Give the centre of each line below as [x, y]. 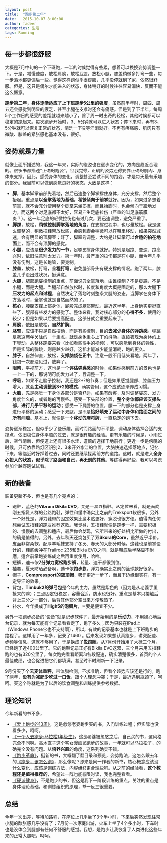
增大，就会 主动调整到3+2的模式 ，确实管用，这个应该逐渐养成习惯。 [82, 386]
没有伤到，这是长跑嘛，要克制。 [45, 262]
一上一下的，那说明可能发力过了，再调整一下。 [60, 374]
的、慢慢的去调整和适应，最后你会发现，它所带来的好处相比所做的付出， [86, 531]
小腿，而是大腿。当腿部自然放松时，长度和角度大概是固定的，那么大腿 [84, 287]
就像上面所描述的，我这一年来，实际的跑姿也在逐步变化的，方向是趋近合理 [81, 164]
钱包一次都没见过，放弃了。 [41, 361]
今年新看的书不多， [25, 714]
